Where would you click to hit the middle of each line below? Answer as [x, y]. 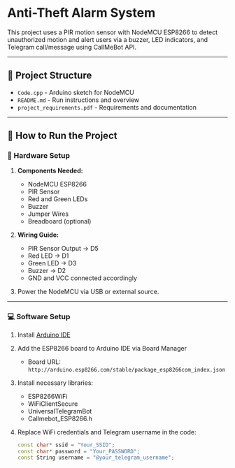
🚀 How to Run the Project [62, 136]
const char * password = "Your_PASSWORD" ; [79, 451]
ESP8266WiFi [48, 396]
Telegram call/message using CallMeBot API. [72, 47]
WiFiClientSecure [53, 404]
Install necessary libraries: [55, 383]
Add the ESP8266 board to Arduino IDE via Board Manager [102, 348]
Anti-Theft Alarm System [81, 13]
